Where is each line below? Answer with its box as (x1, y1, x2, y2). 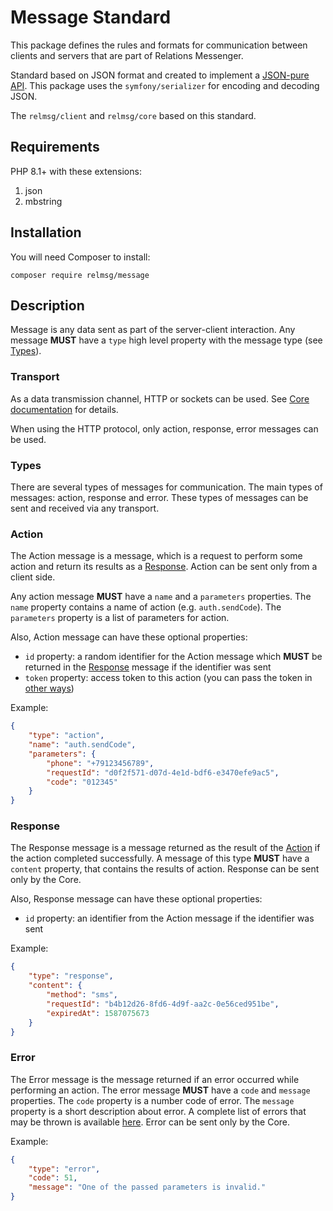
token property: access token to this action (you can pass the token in (24, 672, 313, 684)
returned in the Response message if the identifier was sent (24, 661, 272, 673)
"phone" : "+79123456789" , (46, 758, 155, 768)
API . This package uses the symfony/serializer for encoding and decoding (10, 79, 320, 91)
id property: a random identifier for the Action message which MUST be (24, 651, 323, 663)
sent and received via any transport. (10, 502, 160, 514)
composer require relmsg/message (10, 270, 150, 280)
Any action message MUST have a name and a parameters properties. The (10, 591, 312, 603)
